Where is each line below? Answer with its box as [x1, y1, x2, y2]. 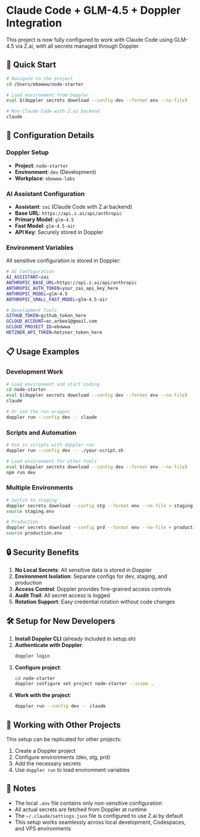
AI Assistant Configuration [6, 190, 85, 198]
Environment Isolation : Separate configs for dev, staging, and [14, 572, 168, 580]
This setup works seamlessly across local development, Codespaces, [14, 818, 186, 826]
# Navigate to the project [6, 75, 73, 81]
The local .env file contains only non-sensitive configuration [14, 799, 162, 807]
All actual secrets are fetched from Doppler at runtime [14, 805, 147, 813]
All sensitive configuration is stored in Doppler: [6, 257, 121, 264]
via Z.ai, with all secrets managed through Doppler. [15, 42, 140, 50]
